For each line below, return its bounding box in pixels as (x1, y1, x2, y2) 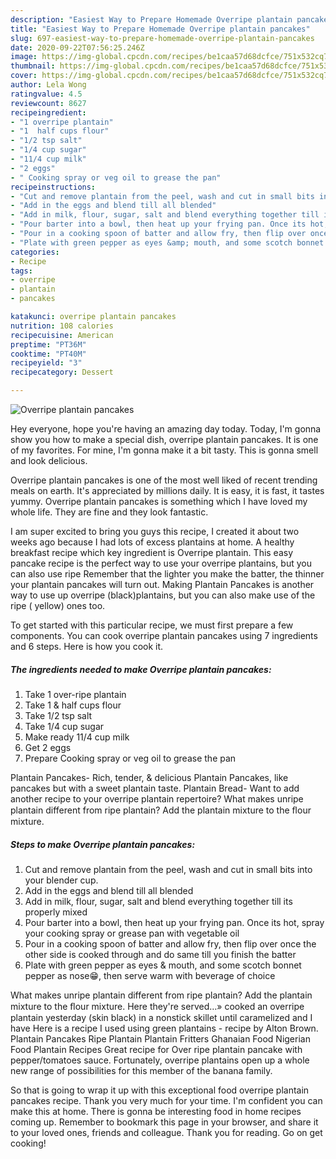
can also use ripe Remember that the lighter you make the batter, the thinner (10, 568, 325, 580)
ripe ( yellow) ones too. (10, 600, 106, 611)
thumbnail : (10, 61, 56, 71)
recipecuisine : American (10, 330, 114, 340)
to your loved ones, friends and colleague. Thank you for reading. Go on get (10, 1126, 323, 1138)
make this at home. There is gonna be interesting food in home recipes (10, 1105, 302, 1117)
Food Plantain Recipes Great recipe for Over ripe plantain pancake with (10, 1043, 303, 1055)
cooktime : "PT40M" (10, 349, 87, 359)
